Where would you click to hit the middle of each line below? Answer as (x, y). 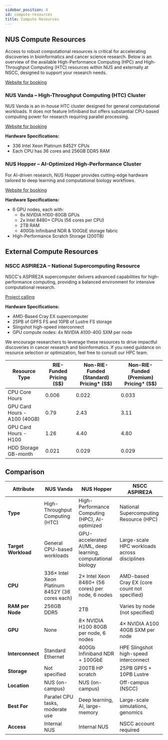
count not (131, 589)
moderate (55, 709)
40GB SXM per (137, 630)
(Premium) (140, 377)
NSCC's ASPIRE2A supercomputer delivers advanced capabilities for (76, 277)
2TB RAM (30, 225)
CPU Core (19, 392)
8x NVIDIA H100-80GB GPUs (50, 214)
